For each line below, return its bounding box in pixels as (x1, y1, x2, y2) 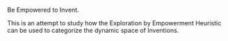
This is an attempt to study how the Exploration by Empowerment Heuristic (7, 19, 222, 27)
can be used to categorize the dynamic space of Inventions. (7, 27, 179, 34)
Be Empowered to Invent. (7, 6, 79, 14)
